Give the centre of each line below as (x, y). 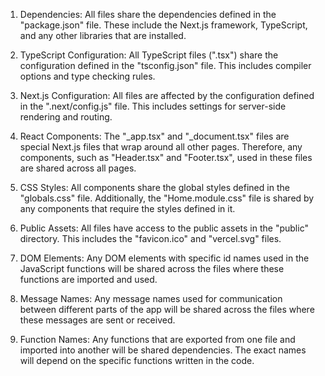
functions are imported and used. (88, 279)
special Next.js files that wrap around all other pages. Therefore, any (161, 147)
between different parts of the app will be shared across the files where (167, 309)
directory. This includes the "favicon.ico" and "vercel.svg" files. (150, 238)
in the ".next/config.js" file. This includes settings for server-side (153, 106)
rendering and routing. (66, 117)
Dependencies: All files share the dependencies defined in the (148, 14)
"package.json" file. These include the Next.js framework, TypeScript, (163, 25)
